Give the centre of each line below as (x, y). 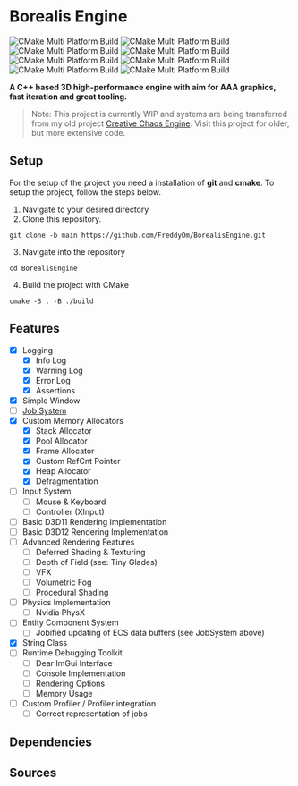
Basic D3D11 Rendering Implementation (94, 521)
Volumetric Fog (64, 582)
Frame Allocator (65, 451)
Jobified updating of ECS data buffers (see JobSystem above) (150, 633)
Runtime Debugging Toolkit (72, 653)
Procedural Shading (72, 593)
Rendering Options (70, 683)
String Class (45, 643)
